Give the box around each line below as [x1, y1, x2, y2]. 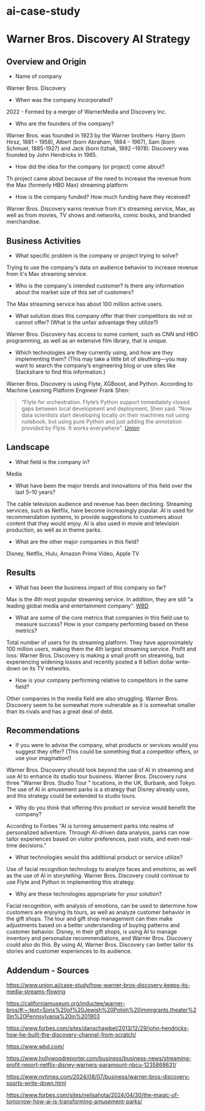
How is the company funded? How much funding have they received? [15, 194, 191, 201]
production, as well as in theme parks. [6, 526, 103, 534]
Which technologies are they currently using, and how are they [15, 349, 173, 356]
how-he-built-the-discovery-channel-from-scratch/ [6, 1031, 136, 1038]
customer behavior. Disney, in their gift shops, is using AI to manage [6, 928, 178, 935]
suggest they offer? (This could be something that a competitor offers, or [15, 748, 199, 755]
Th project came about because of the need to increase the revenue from [6, 175, 191, 183]
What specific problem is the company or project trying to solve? [15, 252, 179, 259]
